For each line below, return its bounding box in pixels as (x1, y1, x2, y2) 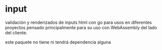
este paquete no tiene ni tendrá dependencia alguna (5, 39, 111, 45)
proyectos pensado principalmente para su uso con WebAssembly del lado (5, 24, 158, 30)
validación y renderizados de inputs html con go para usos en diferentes (5, 19, 152, 25)
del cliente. (5, 30, 28, 35)
